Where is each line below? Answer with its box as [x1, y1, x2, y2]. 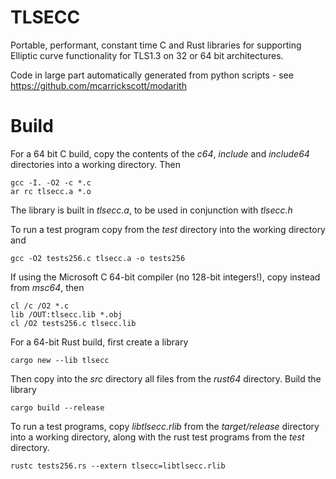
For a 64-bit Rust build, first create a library [10, 336, 189, 348]
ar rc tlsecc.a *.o [10, 186, 92, 196]
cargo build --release [10, 402, 105, 413]
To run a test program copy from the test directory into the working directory [10, 223, 326, 235]
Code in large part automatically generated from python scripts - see [10, 69, 294, 81]
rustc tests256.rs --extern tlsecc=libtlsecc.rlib [10, 461, 226, 471]
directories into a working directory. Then [10, 158, 181, 170]
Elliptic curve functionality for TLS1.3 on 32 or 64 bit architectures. [10, 49, 284, 61]
